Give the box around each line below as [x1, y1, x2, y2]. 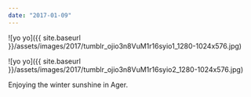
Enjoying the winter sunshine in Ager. [8, 80, 128, 89]
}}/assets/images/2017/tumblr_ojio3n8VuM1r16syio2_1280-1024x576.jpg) [8, 64, 244, 74]
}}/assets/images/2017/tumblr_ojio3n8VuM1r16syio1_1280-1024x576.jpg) [8, 41, 242, 51]
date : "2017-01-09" [8, 11, 72, 20]
